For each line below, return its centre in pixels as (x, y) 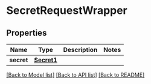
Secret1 (46, 60)
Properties (27, 33)
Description (80, 50)
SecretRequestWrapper (67, 11)
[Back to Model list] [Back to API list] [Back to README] (75, 75)
